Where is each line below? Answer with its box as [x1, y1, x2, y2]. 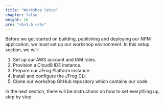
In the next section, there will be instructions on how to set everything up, [5, 88, 160, 95]
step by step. [5, 94, 33, 100]
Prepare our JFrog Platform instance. [12, 68, 91, 74]
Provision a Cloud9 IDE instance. [12, 62, 82, 68]
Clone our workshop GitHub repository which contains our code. [12, 78, 149, 85]
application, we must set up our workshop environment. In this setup [5, 41, 150, 48]
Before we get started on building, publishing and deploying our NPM [5, 36, 151, 42]
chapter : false [5, 12, 38, 17]
